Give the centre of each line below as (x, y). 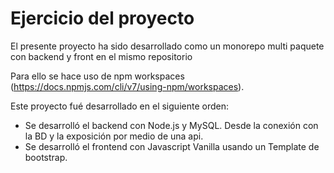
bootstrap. (46, 157)
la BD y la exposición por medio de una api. (114, 136)
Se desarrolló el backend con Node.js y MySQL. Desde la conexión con (171, 125)
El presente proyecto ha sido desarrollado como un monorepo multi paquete (167, 46)
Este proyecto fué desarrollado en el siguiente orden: (119, 106)
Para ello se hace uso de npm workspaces (97, 76)
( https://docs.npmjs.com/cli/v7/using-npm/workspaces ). (127, 86)
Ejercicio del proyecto (102, 18)
